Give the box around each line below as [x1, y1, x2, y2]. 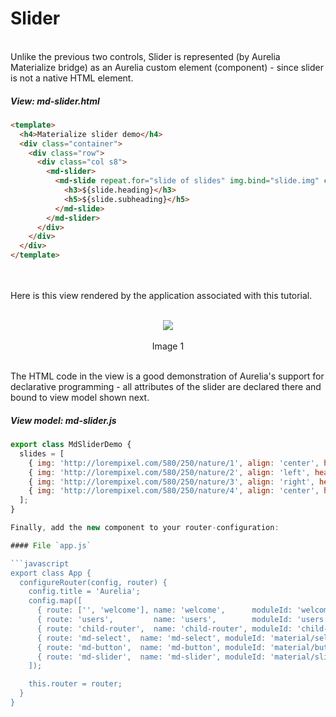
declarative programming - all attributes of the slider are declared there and [10, 381, 322, 393]
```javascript [10, 558, 70, 569]
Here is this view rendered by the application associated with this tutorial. [10, 290, 313, 302]
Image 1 [151, 340, 185, 352]
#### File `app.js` [10, 540, 92, 551]
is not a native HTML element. [10, 72, 134, 84]
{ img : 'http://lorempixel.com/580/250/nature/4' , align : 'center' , [28, 486, 320, 496]
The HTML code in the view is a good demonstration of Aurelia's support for [10, 370, 325, 382]
